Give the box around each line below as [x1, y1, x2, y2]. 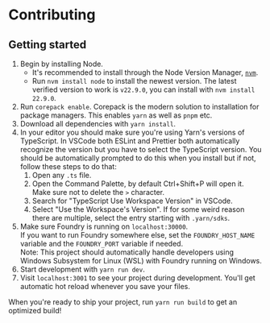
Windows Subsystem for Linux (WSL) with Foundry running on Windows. [19, 256, 262, 265]
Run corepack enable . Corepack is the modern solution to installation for [19, 102, 260, 111]
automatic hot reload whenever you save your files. [19, 282, 191, 291]
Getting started [8, 38, 87, 52]
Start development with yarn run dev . [19, 264, 145, 274]
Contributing [8, 6, 96, 24]
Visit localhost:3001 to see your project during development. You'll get [19, 273, 255, 283]
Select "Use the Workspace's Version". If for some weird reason [31, 205, 245, 214]
